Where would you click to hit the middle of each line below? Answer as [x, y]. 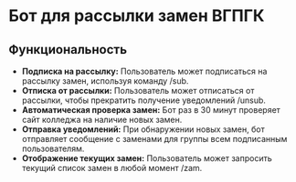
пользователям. [53, 148]
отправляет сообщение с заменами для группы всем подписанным [154, 139]
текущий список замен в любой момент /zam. [112, 168]
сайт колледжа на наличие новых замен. [102, 120]
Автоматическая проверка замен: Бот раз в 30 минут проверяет [151, 110]
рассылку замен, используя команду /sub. [105, 81]
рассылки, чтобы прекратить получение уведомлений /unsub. [144, 100]
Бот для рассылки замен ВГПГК [137, 16]
